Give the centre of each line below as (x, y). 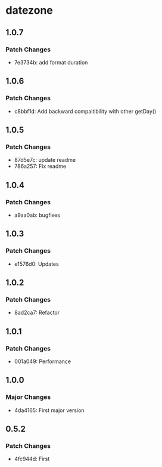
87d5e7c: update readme (45, 160)
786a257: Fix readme (40, 166)
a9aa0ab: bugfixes (37, 215)
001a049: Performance (43, 361)
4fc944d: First (32, 459)
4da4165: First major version (49, 410)
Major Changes (28, 397)
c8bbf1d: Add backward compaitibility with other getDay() (85, 111)
